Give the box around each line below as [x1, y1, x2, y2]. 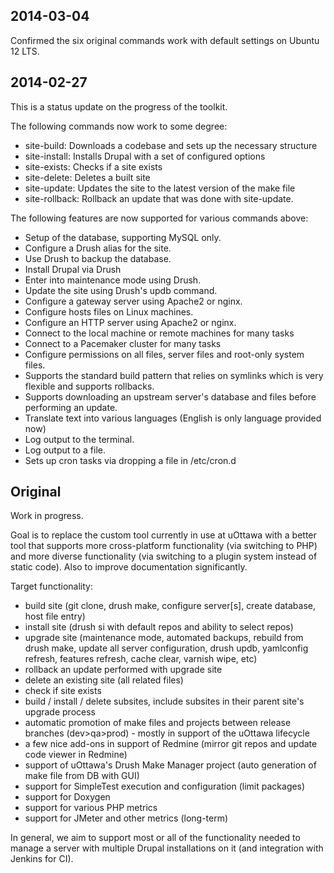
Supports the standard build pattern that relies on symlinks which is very [24, 369, 324, 381]
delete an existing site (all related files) [24, 674, 184, 686]
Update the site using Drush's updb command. [24, 284, 218, 296]
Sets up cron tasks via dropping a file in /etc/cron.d [24, 454, 237, 466]
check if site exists [24, 685, 102, 697]
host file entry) [24, 610, 86, 623]
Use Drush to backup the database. [24, 252, 172, 264]
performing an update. [24, 401, 118, 413]
